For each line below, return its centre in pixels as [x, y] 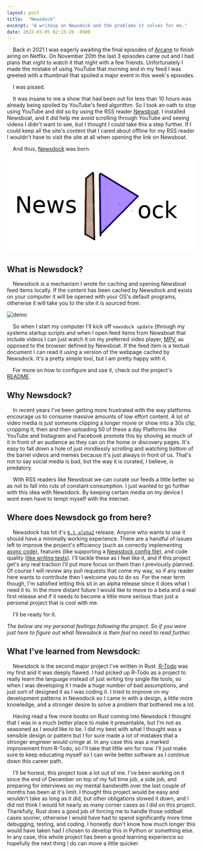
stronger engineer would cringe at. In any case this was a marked [88, 741]
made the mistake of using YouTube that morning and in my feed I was [94, 69]
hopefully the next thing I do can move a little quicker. [73, 843]
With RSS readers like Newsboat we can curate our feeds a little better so [103, 479]
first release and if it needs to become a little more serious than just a [93, 596]
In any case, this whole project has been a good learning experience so [95, 837]
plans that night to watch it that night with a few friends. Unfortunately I [95, 63]
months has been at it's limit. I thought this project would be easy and [93, 792]
